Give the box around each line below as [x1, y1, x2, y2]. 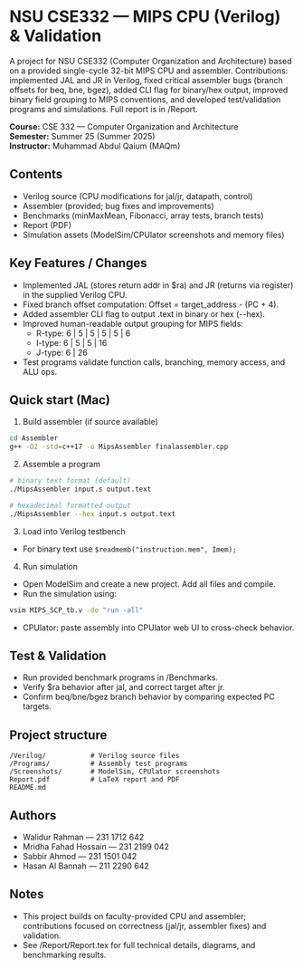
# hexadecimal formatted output [9, 501, 131, 510]
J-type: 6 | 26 [35, 347, 88, 358]
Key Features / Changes [9, 255, 147, 271]
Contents [9, 167, 63, 182]
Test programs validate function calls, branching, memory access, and [22, 356, 286, 368]
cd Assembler [9, 434, 59, 443]
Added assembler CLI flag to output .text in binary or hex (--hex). [22, 308, 265, 319]
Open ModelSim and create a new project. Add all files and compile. [22, 578, 276, 590]
